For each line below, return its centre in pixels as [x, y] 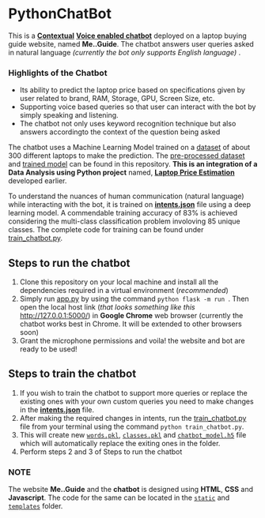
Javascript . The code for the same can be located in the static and [119, 497]
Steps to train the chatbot [72, 374]
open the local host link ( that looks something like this [107, 307]
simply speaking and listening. [69, 115]
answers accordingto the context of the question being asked [120, 132]
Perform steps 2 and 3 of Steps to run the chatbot [101, 452]
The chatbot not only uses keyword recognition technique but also [128, 124]
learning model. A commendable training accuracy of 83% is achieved [123, 213]
